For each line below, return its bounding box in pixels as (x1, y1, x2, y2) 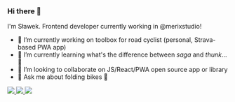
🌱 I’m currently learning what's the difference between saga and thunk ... (17, 50, 227, 59)
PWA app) (37, 43, 67, 52)
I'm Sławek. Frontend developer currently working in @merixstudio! (7, 22, 202, 31)
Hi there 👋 (7, 6, 42, 16)
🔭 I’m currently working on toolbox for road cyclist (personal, (17, 36, 193, 44)
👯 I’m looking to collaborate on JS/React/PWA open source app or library (17, 66, 228, 74)
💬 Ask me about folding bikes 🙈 (17, 73, 108, 81)
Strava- (194, 36, 216, 44)
